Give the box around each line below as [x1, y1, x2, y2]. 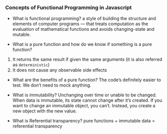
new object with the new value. [12, 108, 77, 114]
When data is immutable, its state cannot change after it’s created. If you [12, 97, 162, 103]
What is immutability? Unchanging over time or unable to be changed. [12, 92, 157, 98]
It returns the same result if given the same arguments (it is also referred [12, 56, 162, 62]
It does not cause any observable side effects [12, 67, 107, 73]
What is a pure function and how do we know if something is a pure [12, 41, 152, 47]
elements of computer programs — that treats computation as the [12, 21, 148, 27]
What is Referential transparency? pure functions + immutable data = [12, 118, 155, 124]
